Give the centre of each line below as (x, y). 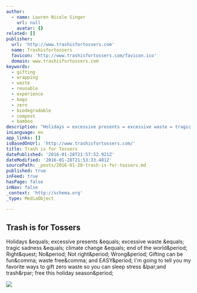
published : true (26, 171)
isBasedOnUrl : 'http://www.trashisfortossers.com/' (71, 143)
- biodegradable (31, 110)
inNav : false (22, 187)
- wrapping (25, 77)
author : (16, 12)
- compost (23, 116)
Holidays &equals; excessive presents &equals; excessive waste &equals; (95, 242)
